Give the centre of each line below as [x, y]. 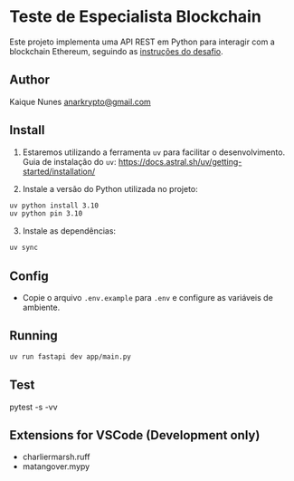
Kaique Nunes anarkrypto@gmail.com [80, 101]
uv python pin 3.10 [46, 214]
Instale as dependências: [69, 231]
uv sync [24, 248]
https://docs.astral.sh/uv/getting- [180, 161]
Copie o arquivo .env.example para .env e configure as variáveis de [147, 298]
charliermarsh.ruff [56, 457]
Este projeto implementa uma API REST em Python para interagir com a [142, 42]
